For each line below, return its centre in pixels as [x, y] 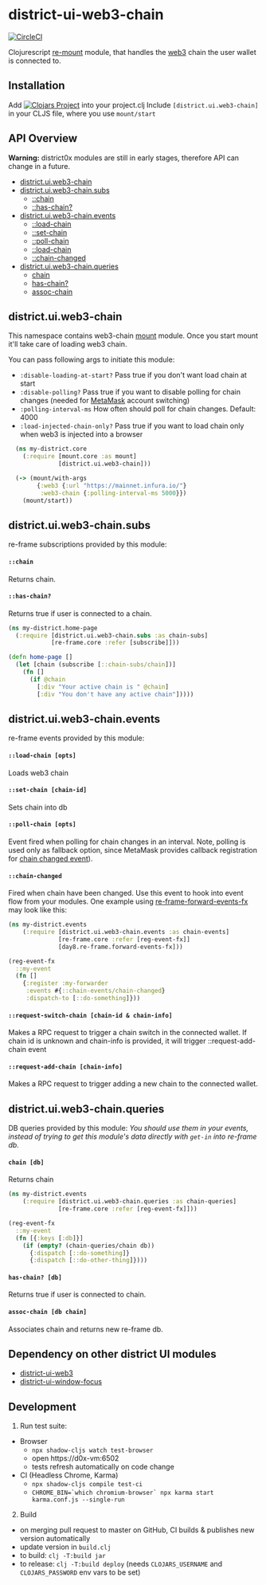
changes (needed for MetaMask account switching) [105, 401]
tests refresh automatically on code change [103, 1467]
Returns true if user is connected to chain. [77, 1295]
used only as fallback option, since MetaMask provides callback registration [133, 850]
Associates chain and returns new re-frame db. [86, 1329]
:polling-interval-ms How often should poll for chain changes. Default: [138, 409]
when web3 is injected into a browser [81, 434]
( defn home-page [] [41, 657]
